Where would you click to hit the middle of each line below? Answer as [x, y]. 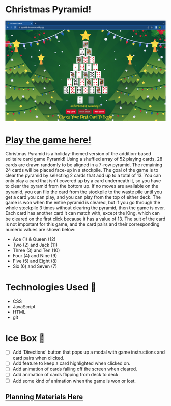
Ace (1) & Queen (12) [34, 239]
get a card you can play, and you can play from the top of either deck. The [83, 197]
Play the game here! [48, 140]
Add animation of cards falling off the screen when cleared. [75, 369]
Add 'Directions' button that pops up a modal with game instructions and [89, 352]
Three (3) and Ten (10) [36, 250]
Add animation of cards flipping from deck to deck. [66, 375]
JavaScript [24, 307]
